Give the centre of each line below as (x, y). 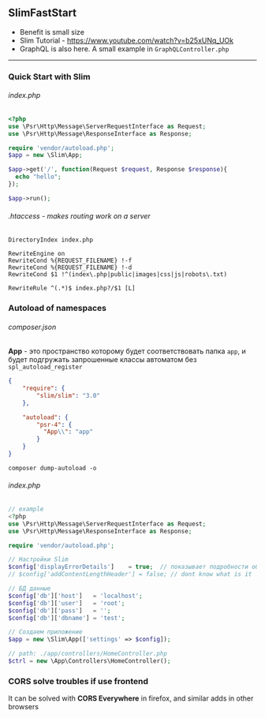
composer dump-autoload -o (52, 468)
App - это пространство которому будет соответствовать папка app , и (127, 351)
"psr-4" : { (54, 424)
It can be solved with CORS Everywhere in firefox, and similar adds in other (131, 698)
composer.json (32, 327)
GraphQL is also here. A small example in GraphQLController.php (124, 49)
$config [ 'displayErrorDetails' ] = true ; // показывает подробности (128, 567)
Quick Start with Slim (49, 77)
